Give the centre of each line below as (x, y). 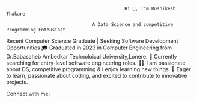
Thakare (16, 14)
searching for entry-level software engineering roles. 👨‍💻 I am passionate (96, 63)
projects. (17, 82)
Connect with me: (28, 94)
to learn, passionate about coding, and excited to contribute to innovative (97, 76)
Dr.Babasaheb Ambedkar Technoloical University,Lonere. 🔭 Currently (92, 56)
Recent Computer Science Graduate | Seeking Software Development (92, 41)
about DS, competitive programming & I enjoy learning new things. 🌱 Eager (98, 69)
